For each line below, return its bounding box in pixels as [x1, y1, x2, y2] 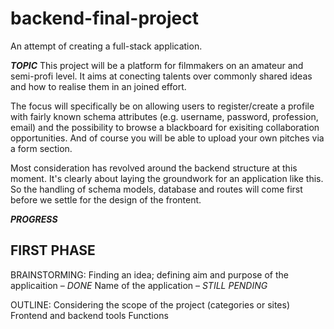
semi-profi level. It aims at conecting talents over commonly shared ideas [10, 70, 313, 82]
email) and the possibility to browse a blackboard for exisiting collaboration [10, 121, 320, 133]
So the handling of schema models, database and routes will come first [10, 183, 303, 195]
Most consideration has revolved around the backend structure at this [10, 162, 298, 174]
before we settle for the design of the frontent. [10, 193, 202, 206]
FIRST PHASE [10, 242, 96, 259]
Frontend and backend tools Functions [10, 309, 169, 321]
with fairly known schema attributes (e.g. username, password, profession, [10, 110, 319, 122]
